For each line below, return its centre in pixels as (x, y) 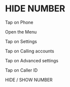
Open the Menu (21, 32)
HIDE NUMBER (35, 9)
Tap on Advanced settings (32, 60)
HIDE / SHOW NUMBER (29, 80)
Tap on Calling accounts (30, 51)
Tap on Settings (21, 41)
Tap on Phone (19, 22)
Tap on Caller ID (21, 70)
